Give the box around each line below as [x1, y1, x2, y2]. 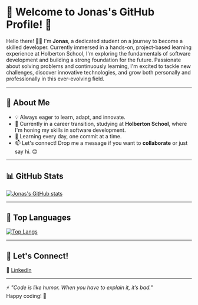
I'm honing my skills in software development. [14, 126, 126, 134]
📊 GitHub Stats [6, 171, 64, 181]
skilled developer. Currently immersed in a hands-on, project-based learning [6, 44, 192, 51]
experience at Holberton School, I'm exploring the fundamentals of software [6, 50, 191, 57]
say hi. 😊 [14, 148, 38, 155]
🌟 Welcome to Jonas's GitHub [6, 5, 155, 19]
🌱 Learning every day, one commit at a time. [14, 132, 122, 139]
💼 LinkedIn [6, 267, 32, 274]
